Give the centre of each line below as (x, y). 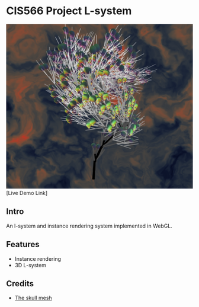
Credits (20, 284)
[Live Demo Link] (27, 193)
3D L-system (30, 265)
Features (23, 244)
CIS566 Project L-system (69, 11)
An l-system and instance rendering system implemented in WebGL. (89, 226)
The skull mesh (33, 298)
